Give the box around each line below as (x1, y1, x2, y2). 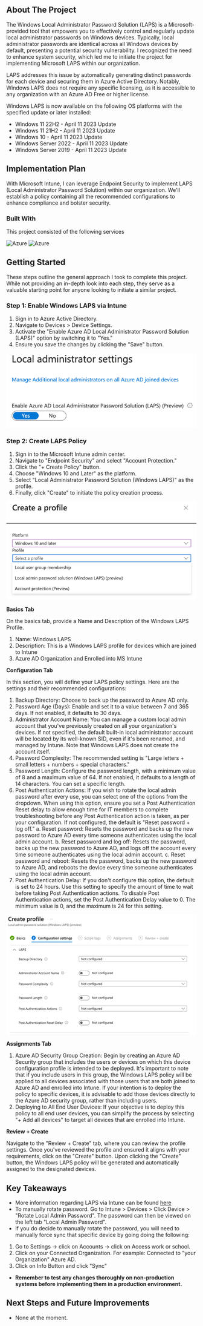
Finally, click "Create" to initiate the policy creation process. (14, 489, 164, 496)
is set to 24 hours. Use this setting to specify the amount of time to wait (14, 883, 193, 890)
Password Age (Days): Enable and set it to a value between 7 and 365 (14, 702, 189, 710)
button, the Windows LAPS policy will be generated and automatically (6, 1159, 179, 1166)
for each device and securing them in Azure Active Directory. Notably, (6, 78, 181, 85)
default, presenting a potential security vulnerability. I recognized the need (6, 47, 192, 54)
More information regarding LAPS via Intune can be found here (14, 1199, 172, 1207)
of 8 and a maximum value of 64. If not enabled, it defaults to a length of (14, 773, 195, 780)
